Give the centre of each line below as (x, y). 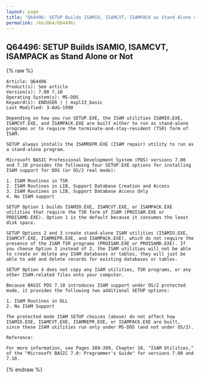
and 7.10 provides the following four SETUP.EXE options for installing (99, 165)
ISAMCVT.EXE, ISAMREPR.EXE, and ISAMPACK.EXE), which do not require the (100, 239)
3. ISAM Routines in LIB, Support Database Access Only (77, 192)
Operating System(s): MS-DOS (42, 97)
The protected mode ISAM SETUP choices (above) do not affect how (91, 317)
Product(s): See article (37, 87)
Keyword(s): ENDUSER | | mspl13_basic (54, 103)
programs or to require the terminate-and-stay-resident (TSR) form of (97, 129)
